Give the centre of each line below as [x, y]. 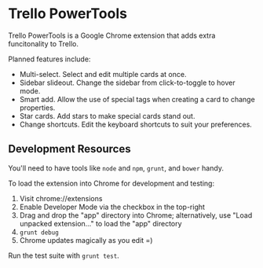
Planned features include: [49, 59]
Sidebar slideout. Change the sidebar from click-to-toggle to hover [127, 83]
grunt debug [39, 233]
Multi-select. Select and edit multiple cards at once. [103, 74]
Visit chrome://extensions [61, 198]
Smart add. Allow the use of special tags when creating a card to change [137, 99]
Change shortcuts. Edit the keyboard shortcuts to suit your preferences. [136, 124]
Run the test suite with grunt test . [64, 255]
